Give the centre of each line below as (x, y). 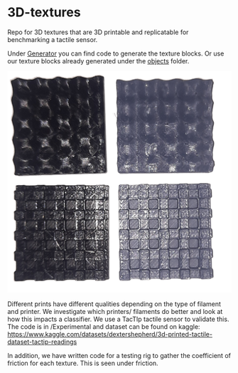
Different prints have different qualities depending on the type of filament (114, 304)
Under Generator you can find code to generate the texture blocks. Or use (116, 53)
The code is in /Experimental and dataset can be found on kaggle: (104, 326)
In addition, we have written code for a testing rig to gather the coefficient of (119, 355)
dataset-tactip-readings (42, 342)
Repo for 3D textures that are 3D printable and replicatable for (98, 32)
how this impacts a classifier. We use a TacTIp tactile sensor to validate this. (118, 319)
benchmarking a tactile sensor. (53, 39)
